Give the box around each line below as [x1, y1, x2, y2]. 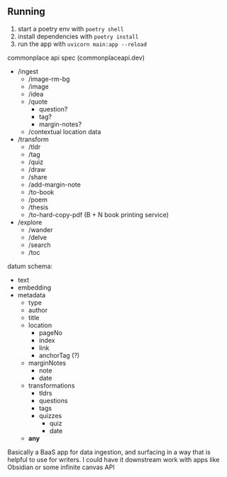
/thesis [28, 202, 48, 212]
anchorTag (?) [38, 351, 80, 359]
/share [28, 172, 48, 181]
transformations [28, 381, 75, 390]
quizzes [38, 411, 62, 420]
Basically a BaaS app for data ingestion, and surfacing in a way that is [7, 447, 211, 456]
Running [7, 6, 46, 18]
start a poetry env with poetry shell [17, 24, 124, 33]
